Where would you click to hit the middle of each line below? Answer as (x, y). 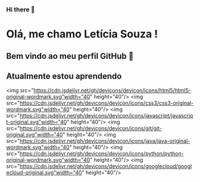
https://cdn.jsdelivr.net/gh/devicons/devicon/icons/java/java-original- (105, 141)
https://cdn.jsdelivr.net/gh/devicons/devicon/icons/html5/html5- (112, 90)
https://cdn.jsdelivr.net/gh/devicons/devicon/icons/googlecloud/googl (106, 167)
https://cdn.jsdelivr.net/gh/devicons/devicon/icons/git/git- (91, 128)
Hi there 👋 (21, 10)
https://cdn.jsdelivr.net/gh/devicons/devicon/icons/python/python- (102, 153)
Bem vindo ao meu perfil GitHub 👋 (70, 56)
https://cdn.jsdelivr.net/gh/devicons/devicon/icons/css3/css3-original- (107, 103)
